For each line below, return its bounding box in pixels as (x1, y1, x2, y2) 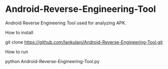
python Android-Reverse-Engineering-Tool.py (5, 58, 100, 64)
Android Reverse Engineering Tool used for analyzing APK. (5, 20, 126, 26)
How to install (5, 29, 34, 35)
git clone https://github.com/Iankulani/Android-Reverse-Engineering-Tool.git (5, 39, 163, 45)
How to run (5, 49, 29, 55)
